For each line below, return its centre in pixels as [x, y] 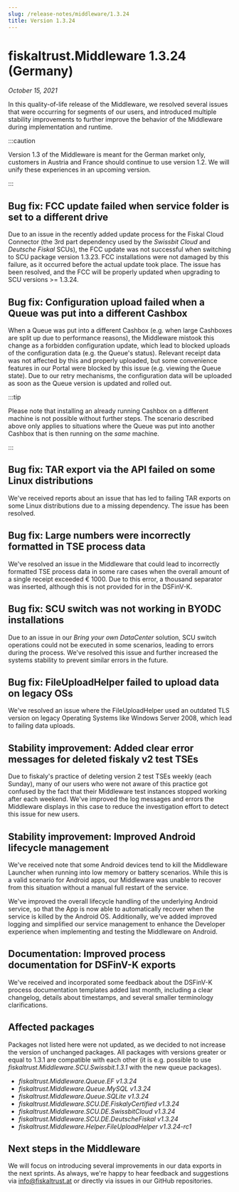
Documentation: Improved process [87, 954]
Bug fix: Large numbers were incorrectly [100, 536]
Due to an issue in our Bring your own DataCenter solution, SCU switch [112, 637]
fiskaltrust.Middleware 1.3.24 [97, 56]
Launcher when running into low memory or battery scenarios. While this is [118, 872]
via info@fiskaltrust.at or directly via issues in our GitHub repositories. [110, 1181]
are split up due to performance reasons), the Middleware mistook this [111, 338]
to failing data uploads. [42, 726]
